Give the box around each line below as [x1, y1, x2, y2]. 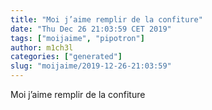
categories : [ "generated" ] [10, 52, 123, 62]
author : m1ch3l [10, 42, 74, 53]
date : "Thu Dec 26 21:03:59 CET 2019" [10, 24, 172, 34]
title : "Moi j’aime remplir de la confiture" [10, 14, 203, 25]
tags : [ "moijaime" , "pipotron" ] [10, 33, 145, 43]
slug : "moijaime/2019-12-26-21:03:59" [10, 61, 172, 71]
